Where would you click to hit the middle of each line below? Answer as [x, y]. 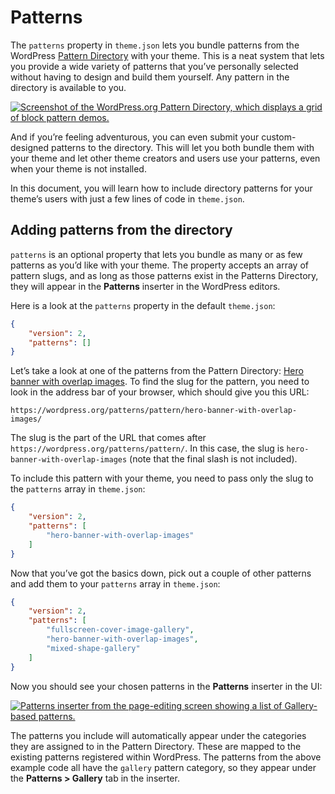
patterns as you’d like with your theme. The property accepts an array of [159, 265]
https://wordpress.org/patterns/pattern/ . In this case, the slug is [147, 448]
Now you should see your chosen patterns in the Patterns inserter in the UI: [166, 686]
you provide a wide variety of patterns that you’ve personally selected [154, 66]
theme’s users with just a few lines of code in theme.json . [127, 198]
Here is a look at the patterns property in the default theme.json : [143, 305]
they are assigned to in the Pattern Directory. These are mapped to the [156, 746]
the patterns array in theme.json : [78, 489]
